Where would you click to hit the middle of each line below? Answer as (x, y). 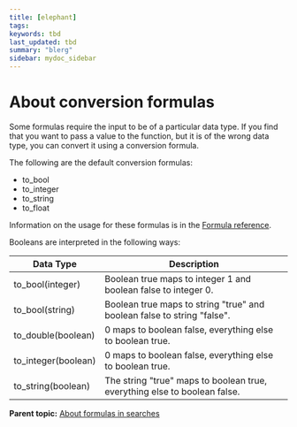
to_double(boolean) (54, 335)
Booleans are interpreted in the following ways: (95, 242)
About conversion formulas (112, 102)
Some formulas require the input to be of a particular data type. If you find (144, 126)
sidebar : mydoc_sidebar (53, 58)
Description (194, 263)
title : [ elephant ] (43, 17)
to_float (36, 208)
